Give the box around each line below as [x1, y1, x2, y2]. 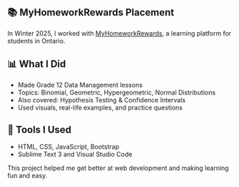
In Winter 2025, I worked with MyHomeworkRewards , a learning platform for [7, 28, 232, 38]
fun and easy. [7, 171, 48, 180]
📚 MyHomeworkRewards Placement [7, 6, 175, 18]
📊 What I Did [7, 58, 66, 70]
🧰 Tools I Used [7, 124, 72, 136]
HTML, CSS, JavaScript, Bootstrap [17, 142, 120, 151]
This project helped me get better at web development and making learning [7, 164, 230, 173]
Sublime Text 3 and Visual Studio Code [17, 150, 133, 159]
